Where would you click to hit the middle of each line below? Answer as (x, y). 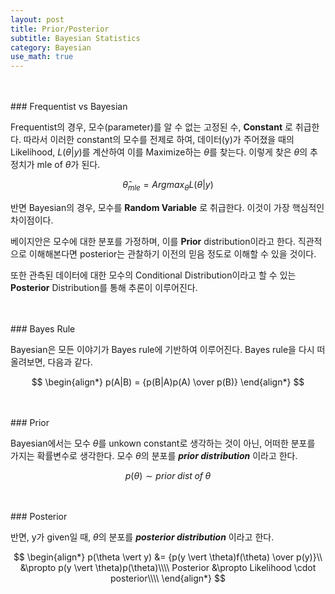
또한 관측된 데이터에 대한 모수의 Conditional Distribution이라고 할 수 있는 (153, 275)
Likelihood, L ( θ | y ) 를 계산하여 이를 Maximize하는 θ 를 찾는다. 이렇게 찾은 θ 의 (159, 152)
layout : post (37, 19)
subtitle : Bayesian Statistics (75, 38)
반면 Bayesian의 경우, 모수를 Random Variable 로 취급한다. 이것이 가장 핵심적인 (167, 207)
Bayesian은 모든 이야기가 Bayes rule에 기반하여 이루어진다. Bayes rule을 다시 (162, 349)
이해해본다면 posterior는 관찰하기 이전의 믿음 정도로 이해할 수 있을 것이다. (172, 253)
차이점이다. (32, 220)
